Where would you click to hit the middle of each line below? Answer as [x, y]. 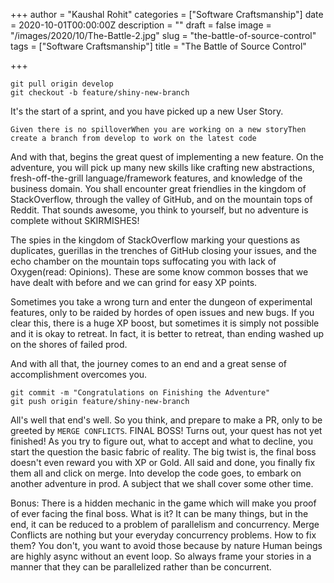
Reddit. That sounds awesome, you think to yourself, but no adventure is [159, 210]
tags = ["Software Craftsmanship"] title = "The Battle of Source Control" [158, 46]
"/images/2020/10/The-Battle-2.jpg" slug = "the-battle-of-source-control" [163, 35]
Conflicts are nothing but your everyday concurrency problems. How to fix [163, 535]
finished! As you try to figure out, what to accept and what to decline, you [161, 441]
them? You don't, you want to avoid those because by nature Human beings [166, 545]
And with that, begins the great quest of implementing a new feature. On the [167, 157]
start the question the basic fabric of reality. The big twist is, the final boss [163, 452]
